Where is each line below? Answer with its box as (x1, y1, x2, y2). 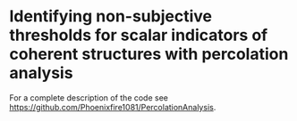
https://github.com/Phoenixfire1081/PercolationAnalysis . (9, 101, 216, 112)
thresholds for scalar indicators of (9, 25, 268, 45)
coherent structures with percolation (9, 44, 289, 64)
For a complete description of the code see (9, 92, 168, 103)
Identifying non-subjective (9, 6, 213, 27)
